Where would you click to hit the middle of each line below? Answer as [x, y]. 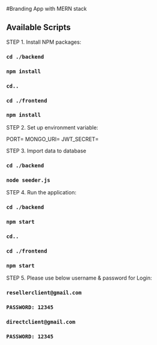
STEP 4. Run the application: [41, 193]
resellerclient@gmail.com [44, 292]
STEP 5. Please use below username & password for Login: [79, 278]
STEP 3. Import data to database [46, 151]
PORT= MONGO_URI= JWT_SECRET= [52, 139]
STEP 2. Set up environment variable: [52, 127]
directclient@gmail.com [41, 322]
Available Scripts [38, 27]
